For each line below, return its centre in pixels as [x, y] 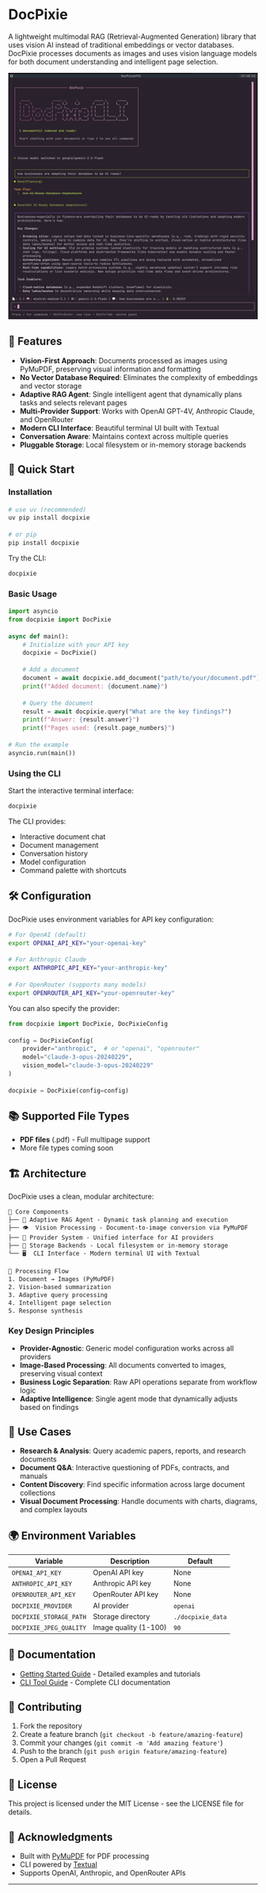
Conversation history [54, 853]
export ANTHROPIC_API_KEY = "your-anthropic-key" [88, 968]
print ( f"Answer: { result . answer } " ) [81, 720]
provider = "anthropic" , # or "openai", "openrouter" [111, 1049]
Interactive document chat [63, 836]
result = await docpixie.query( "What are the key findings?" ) [127, 711]
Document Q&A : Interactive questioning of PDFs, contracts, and [124, 1468]
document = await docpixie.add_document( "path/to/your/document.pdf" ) [141, 679]
